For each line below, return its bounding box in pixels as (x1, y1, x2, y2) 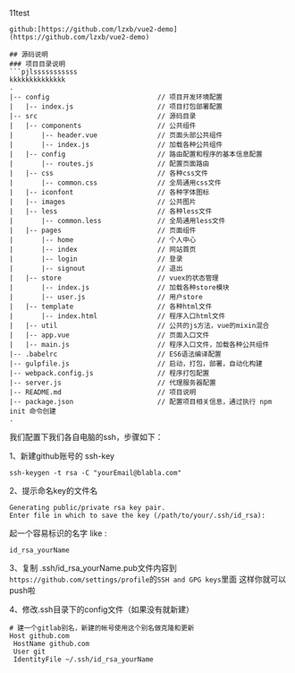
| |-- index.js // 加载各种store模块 (9, 283, 230, 292)
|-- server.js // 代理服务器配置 (9, 378, 216, 387)
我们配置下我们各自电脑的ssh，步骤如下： (9, 432, 164, 442)
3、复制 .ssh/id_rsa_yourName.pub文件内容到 (9, 563, 177, 573)
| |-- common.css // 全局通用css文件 (9, 178, 222, 187)
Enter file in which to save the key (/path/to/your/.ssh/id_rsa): (9, 511, 266, 520)
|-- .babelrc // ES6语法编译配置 (9, 349, 222, 358)
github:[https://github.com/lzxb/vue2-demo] (9, 25, 178, 34)
